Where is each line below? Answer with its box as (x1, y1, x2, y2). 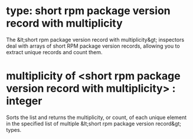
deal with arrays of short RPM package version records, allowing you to (6, 42, 180, 49)
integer (6, 94, 42, 108)
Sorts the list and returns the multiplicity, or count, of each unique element (6, 114, 187, 121)
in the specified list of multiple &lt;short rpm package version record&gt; (6, 120, 182, 127)
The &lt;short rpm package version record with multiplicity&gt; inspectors (6, 36, 185, 43)
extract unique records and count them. (6, 48, 103, 55)
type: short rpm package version (6, 4, 171, 18)
